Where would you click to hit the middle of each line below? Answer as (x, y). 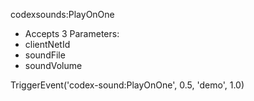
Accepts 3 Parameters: (72, 33)
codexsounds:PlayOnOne (62, 14)
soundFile (45, 55)
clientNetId (47, 44)
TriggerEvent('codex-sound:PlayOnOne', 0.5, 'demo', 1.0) (127, 85)
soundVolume (53, 65)
